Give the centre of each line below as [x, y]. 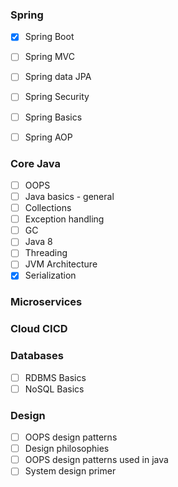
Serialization [50, 275]
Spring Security [57, 97]
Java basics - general [69, 197]
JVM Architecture [61, 264]
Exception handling [64, 219]
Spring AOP [48, 137]
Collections [48, 208]
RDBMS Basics [55, 377]
